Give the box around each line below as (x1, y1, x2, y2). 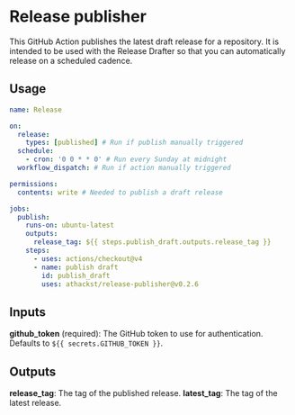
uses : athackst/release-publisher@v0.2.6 (41, 279, 200, 289)
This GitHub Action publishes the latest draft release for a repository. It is (9, 36, 280, 47)
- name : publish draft (32, 263, 119, 272)
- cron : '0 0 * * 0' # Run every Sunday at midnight (25, 155, 228, 164)
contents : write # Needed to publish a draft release (17, 187, 223, 197)
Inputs (9, 304, 47, 320)
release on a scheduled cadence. (9, 55, 133, 66)
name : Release (9, 105, 63, 114)
